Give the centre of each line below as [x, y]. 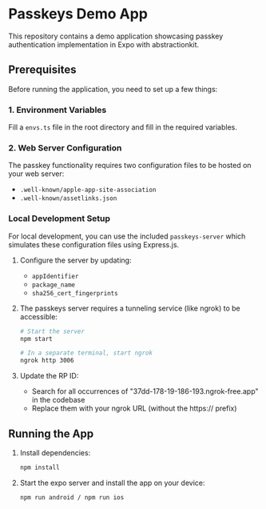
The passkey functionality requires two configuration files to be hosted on [130, 166]
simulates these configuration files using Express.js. [94, 244]
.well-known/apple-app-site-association [88, 190]
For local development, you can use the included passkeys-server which [127, 236]
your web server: [36, 174]
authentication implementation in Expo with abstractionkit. [104, 44]
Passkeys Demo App [78, 14]
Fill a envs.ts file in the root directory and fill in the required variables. [123, 127]
